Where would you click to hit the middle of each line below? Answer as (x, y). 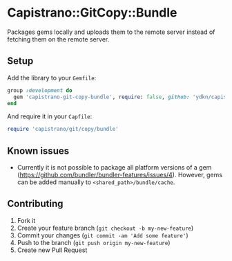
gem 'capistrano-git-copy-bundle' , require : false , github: (101, 97)
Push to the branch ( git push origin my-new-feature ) (94, 242)
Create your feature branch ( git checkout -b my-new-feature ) (105, 228)
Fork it (26, 220)
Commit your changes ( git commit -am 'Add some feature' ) (103, 235)
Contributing (35, 204)
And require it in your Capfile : (50, 116)
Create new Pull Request (52, 250)
